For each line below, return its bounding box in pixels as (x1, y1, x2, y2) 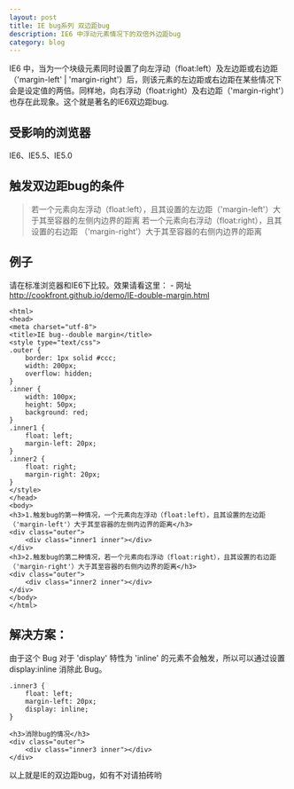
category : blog (9, 37, 66, 47)
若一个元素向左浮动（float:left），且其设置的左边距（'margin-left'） (30, 203, 274, 214)
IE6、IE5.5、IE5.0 (9, 150, 73, 161)
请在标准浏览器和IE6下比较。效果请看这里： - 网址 (9, 280, 192, 290)
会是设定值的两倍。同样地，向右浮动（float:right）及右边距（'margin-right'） (9, 85, 285, 96)
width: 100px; (25, 392, 77, 401)
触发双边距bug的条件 (9, 178, 125, 193)
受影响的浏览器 (9, 125, 91, 140)
